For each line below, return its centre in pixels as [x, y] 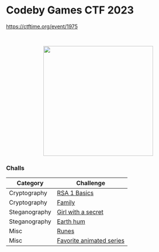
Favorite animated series [91, 241]
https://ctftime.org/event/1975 [42, 26]
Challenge [91, 183]
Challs [15, 168]
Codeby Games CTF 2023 [70, 10]
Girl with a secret [80, 212]
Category [30, 183]
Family [66, 203]
